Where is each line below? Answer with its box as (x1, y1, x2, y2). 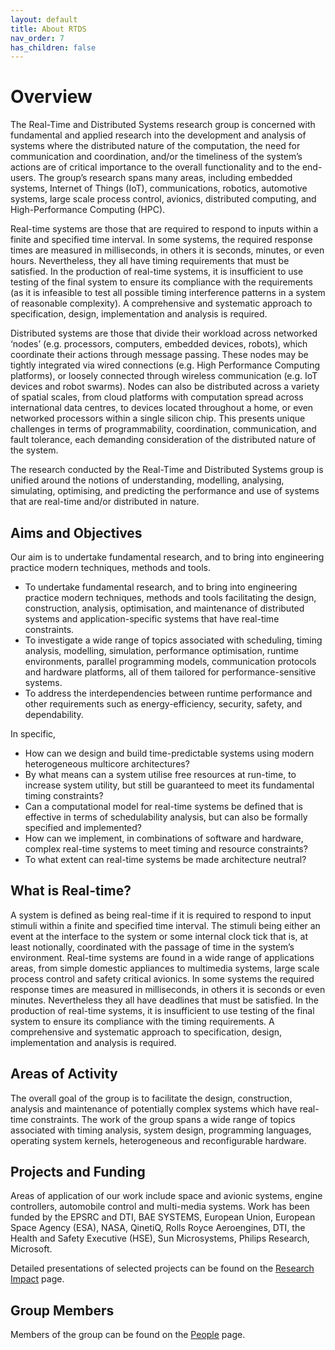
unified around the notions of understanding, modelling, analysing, (10, 474, 285, 486)
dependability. (24, 709, 84, 720)
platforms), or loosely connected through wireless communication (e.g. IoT (10, 370, 318, 382)
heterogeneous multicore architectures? (24, 758, 190, 770)
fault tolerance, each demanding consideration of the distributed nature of (10, 434, 317, 446)
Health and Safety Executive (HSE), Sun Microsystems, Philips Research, (10, 1232, 310, 1245)
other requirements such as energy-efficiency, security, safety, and (24, 698, 303, 710)
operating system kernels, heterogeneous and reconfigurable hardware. (10, 1134, 307, 1146)
